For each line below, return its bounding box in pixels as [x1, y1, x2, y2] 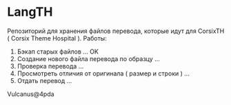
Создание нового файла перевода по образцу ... [17, 54, 160, 62]
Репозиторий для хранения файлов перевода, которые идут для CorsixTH [7, 27, 225, 35]
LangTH [7, 4, 53, 20]
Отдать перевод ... [17, 76, 72, 84]
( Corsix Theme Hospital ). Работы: [7, 34, 107, 42]
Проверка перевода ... [17, 62, 84, 70]
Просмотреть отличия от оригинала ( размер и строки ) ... [17, 69, 190, 78]
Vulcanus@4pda [7, 90, 54, 98]
